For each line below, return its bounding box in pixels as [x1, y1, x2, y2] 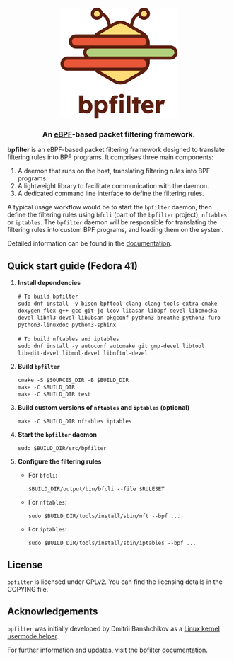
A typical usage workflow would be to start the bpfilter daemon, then [7, 203, 212, 212]
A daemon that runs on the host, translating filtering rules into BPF [17, 167, 211, 176]
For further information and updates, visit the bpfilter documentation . [7, 645, 209, 654]
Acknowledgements [7, 606, 98, 618]
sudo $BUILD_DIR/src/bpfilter [17, 445, 107, 452]
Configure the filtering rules [17, 457, 102, 466]
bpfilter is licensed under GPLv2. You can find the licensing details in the [7, 577, 223, 586]
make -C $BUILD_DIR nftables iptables [17, 418, 132, 425]
